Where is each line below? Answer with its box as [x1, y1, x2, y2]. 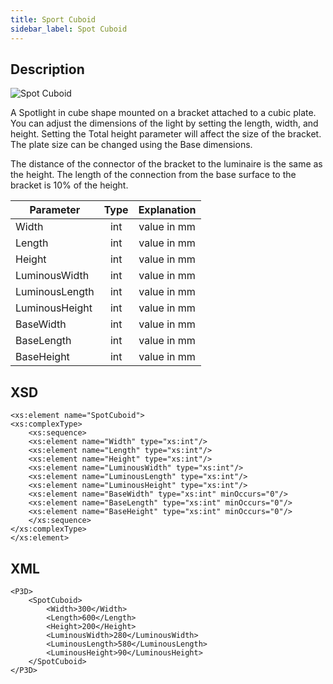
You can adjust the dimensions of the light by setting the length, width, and [10, 117, 319, 130]
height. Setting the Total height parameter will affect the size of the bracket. [10, 128, 322, 140]
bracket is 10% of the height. [10, 179, 129, 191]
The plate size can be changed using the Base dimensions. [10, 139, 253, 151]
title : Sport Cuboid [10, 14, 97, 25]
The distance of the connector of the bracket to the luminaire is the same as [10, 158, 323, 170]
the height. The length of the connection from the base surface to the [10, 169, 297, 181]
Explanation [138, 203, 197, 217]
